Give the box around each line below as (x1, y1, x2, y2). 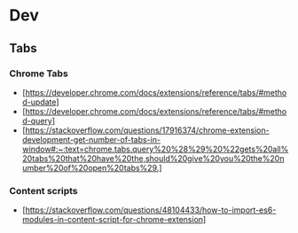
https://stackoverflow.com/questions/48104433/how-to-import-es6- (25, 205, 277, 215)
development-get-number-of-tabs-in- (21, 134, 161, 144)
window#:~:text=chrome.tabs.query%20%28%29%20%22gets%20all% (21, 144, 289, 154)
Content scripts (9, 184, 78, 197)
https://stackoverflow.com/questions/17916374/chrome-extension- (25, 125, 270, 136)
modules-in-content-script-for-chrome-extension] (21, 214, 207, 225)
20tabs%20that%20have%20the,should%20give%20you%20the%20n (21, 152, 285, 164)
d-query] (21, 115, 56, 126)
